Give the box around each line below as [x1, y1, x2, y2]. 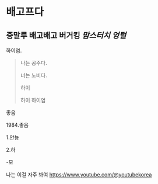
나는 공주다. [20, 60, 48, 66]
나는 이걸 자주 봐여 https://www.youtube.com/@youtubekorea [6, 171, 152, 178]
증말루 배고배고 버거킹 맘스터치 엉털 [6, 30, 127, 40]
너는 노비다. [20, 72, 48, 79]
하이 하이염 [20, 97, 46, 103]
